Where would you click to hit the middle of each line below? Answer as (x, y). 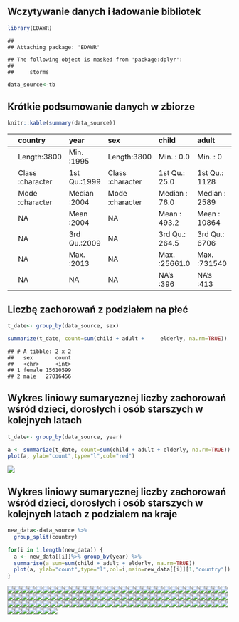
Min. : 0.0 (175, 157)
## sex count (39, 358)
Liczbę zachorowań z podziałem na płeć (98, 309)
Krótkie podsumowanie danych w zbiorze (101, 106)
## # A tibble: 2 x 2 (39, 352)
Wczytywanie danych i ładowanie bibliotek (104, 12)
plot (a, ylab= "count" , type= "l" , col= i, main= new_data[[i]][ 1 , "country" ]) (122, 570)
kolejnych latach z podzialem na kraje (92, 514)
